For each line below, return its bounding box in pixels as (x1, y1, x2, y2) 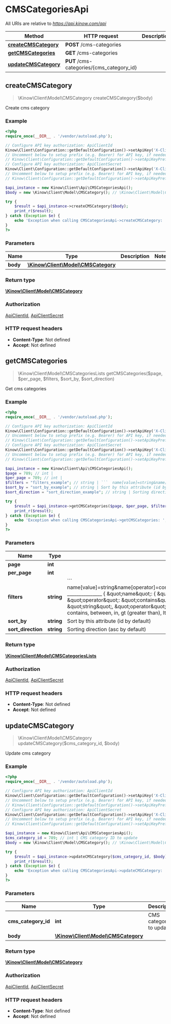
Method (24, 32, 44, 39)
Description (120, 252, 150, 260)
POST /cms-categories (65, 41, 122, 48)
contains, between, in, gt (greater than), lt (67, 609, 166, 616)
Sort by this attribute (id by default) (67, 617, 151, 624)
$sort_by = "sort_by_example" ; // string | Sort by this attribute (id (5, 485, 160, 490)
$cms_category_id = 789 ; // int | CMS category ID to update (5, 836, 138, 841)
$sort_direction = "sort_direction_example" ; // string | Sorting (5, 490, 149, 495)
